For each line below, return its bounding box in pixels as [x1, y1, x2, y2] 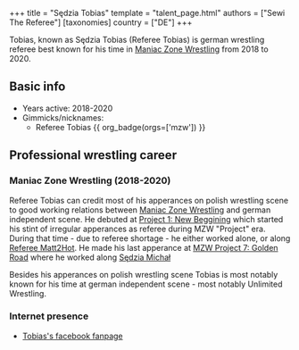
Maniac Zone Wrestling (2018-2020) [9, 174, 171, 187]
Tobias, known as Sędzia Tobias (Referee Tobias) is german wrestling [9, 35, 265, 45]
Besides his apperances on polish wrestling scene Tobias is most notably [9, 269, 278, 279]
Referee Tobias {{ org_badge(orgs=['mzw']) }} [35, 121, 206, 132]
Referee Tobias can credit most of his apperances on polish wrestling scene [9, 195, 288, 205]
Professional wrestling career [9, 147, 177, 163]
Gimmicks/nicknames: [21, 112, 104, 123]
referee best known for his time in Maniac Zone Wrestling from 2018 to [9, 44, 270, 54]
